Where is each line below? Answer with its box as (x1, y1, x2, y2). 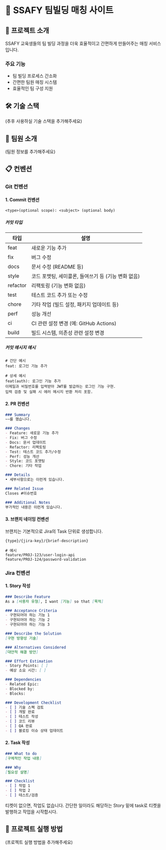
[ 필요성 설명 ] (5, 770, 30, 775)
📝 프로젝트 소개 (5, 26, 49, 35)
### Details (5, 472, 30, 478)
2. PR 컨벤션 (5, 400, 30, 406)
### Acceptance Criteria (5, 608, 57, 613)
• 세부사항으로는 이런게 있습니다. (5, 477, 65, 482)
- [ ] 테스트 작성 (5, 714, 39, 719)
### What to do (5, 751, 37, 756)
